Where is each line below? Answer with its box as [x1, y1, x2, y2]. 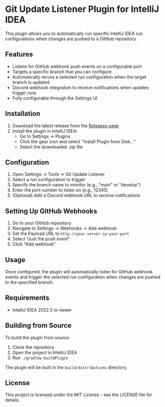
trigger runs [12, 89, 37, 95]
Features [5, 50, 33, 59]
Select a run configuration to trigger [12, 176, 85, 182]
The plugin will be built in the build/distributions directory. [5, 364, 127, 370]
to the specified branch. [5, 279, 54, 285]
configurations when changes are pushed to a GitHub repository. [5, 36, 137, 42]
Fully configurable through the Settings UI [12, 95, 98, 101]
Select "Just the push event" [12, 236, 70, 242]
